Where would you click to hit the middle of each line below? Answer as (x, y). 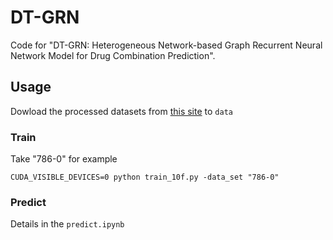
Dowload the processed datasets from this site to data (121, 111)
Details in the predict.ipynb (67, 224)
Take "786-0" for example (64, 159)
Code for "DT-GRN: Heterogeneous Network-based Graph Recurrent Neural (166, 45)
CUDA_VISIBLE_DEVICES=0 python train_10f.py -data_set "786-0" (145, 177)
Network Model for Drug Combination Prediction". (113, 55)
